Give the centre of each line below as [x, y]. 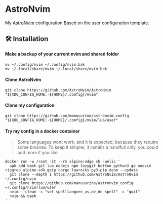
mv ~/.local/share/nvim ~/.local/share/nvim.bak [56, 69]
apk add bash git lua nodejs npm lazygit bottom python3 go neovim [81, 166]
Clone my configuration [30, 105]
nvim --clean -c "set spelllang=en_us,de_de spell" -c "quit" [75, 192]
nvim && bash [23, 196]
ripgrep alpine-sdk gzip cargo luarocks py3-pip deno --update [72, 170]
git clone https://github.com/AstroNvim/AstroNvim [58, 90]
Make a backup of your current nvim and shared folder [62, 54]
